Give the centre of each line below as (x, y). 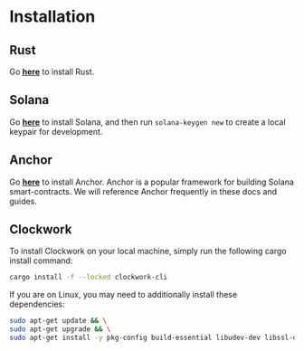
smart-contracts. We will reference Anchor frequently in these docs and (143, 191)
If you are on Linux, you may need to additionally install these (123, 295)
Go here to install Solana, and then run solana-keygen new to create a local (148, 122)
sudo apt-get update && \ (58, 321)
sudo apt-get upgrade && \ (60, 329)
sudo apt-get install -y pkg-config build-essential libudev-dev (135, 338)
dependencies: (37, 304)
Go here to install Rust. (52, 71)
